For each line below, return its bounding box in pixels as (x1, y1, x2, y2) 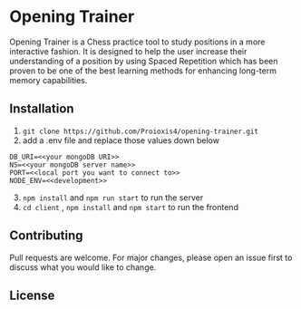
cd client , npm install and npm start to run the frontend (22, 201, 238, 212)
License (9, 287, 55, 303)
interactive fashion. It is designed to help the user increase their (9, 45, 248, 56)
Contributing (9, 228, 83, 244)
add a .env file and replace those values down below (22, 134, 220, 146)
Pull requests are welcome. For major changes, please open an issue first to (9, 252, 293, 263)
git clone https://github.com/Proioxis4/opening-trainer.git (22, 127, 259, 136)
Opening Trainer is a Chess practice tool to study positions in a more (9, 36, 266, 47)
